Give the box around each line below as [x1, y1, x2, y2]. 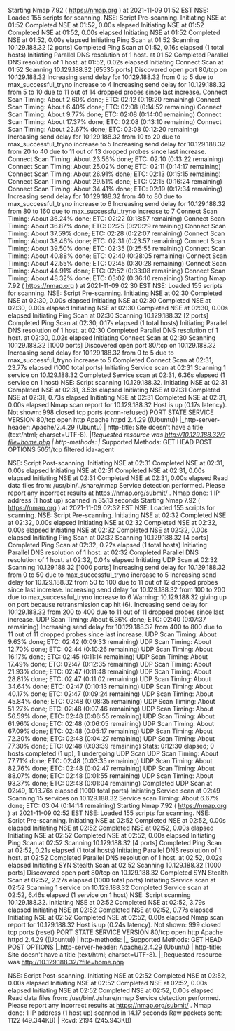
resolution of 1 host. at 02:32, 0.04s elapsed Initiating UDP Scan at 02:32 [8, 556, 218, 564]
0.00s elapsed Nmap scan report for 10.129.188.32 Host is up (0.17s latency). [8, 401, 227, 409]
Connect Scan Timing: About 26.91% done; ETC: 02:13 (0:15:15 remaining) [8, 170, 221, 178]
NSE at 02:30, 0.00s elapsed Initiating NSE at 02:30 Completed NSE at [8, 296, 211, 304]
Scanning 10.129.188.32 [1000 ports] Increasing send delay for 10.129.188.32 [8, 564, 226, 571]
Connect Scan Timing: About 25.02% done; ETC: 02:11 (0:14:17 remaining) [8, 163, 221, 170]
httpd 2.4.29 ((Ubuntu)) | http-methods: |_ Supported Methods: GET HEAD [8, 936, 222, 943]
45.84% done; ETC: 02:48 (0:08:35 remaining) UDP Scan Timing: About [8, 697, 215, 705]
